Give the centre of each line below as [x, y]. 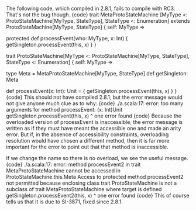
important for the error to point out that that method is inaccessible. [87, 147]
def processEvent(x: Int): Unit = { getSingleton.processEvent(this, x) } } [92, 91]
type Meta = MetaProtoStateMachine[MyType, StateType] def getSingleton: [97, 73]
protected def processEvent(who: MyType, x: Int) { [67, 38]
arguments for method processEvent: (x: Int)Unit [64, 110]
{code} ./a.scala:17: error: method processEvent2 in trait [73, 164]
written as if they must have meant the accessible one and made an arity [94, 128]
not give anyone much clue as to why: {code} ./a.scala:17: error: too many [94, 103]
